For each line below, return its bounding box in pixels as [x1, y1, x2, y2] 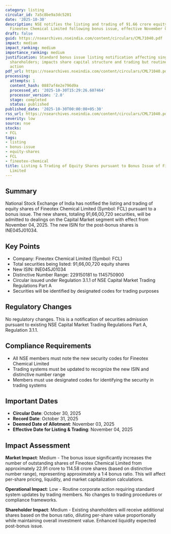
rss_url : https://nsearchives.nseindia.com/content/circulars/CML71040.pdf [5, 111, 169, 117]
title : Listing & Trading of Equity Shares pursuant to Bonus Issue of [5, 163, 160, 168]
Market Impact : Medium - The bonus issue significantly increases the [5, 455, 152, 461]
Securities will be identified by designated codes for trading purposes [12, 288, 159, 294]
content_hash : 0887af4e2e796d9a [10, 83, 79, 88]
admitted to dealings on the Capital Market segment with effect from [5, 216, 149, 223]
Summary [5, 186, 37, 196]
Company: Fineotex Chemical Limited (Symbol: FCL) [12, 256, 123, 262]
